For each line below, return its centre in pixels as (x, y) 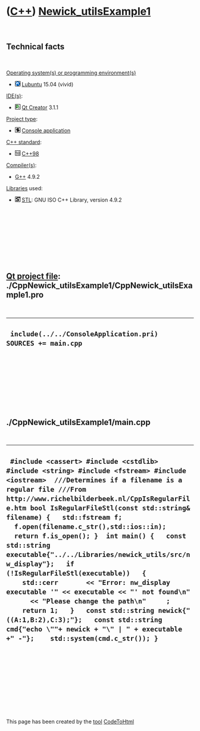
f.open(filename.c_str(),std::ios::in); (90, 526)
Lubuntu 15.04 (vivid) (48, 84)
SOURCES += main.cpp (44, 343)
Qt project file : (33, 276)
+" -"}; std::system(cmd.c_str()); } (82, 638)
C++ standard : (24, 142)
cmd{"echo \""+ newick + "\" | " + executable (94, 629)
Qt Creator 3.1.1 (40, 107)
